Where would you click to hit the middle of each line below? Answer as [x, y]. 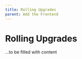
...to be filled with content [31, 52]
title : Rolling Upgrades [31, 10]
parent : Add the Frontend [32, 14]
